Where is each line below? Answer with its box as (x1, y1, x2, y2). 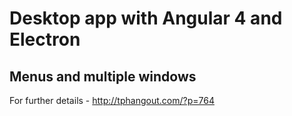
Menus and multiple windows (9, 68, 197, 85)
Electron (9, 28, 81, 51)
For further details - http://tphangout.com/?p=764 (9, 95, 215, 106)
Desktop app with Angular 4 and (9, 7, 283, 30)
